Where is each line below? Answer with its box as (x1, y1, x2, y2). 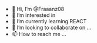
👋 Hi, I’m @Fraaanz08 (11, 6, 65, 12)
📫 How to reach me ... (11, 31, 66, 37)
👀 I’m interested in (11, 12, 56, 19)
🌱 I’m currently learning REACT (11, 18, 87, 24)
